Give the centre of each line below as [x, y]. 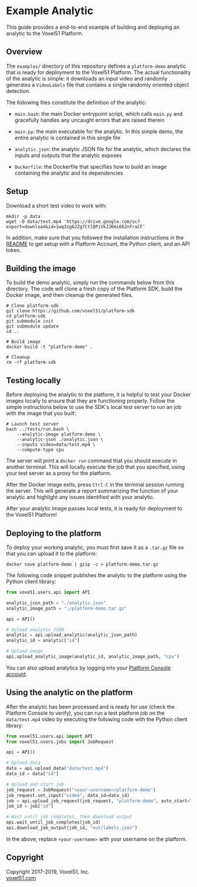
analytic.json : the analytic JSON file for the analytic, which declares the [103, 149]
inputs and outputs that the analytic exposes [68, 155]
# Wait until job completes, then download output [69, 817]
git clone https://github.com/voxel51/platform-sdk [70, 311]
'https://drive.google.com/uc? [102, 222]
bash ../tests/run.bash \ [38, 429]
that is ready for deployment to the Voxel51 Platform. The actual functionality [98, 72]
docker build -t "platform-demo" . [50, 347]
